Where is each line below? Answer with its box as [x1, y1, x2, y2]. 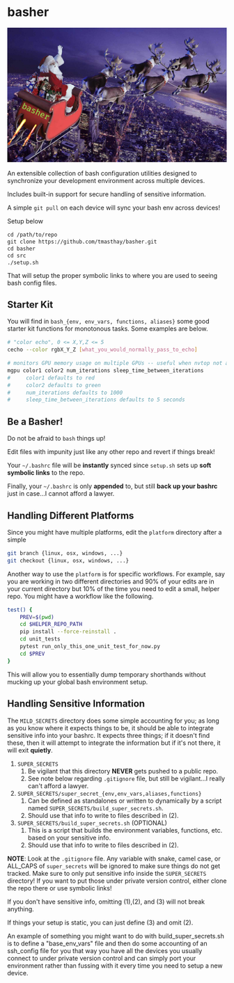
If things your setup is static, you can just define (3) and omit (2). [7, 918, 194, 927]
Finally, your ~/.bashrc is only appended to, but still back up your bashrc [7, 482, 218, 491]
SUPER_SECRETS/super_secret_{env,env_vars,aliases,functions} [17, 790, 202, 797]
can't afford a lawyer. [27, 781, 89, 790]
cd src [7, 252, 26, 259]
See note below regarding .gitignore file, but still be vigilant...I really [27, 774, 225, 783]
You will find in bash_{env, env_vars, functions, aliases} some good [7, 317, 210, 326]
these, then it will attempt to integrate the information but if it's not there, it [7, 739, 221, 747]
